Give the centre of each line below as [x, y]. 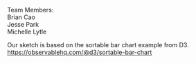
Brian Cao [21, 17]
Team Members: [30, 10]
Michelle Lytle [27, 32]
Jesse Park [23, 24]
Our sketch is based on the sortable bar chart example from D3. [98, 45]
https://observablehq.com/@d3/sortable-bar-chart [80, 52]
